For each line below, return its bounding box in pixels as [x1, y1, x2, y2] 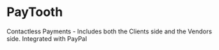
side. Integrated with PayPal [6, 34, 87, 42]
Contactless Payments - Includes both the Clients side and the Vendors [6, 27, 213, 35]
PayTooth [6, 4, 64, 20]
